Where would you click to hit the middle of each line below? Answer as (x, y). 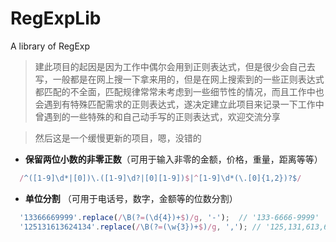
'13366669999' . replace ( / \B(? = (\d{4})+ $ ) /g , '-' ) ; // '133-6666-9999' (169, 217)
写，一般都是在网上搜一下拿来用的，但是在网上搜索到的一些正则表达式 (179, 79)
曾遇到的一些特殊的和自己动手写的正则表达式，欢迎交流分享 (157, 116)
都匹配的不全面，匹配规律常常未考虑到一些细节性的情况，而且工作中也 (179, 91)
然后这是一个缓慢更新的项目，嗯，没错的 (118, 138)
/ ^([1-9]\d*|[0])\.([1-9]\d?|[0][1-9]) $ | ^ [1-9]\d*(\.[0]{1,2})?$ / (160, 178)
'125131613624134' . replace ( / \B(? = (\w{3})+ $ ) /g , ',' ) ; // (140, 227)
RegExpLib (56, 18)
